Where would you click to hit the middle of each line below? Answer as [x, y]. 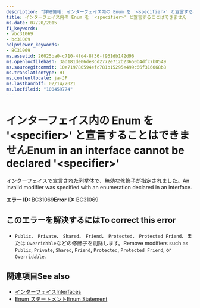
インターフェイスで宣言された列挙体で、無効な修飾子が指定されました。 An [98, 181]
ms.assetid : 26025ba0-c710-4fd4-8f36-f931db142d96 [70, 56]
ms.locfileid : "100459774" [40, 89]
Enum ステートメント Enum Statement [61, 299]
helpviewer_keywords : [33, 45]
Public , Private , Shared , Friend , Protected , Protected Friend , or [93, 250]
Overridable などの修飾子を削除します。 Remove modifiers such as [107, 243]
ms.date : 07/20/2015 [32, 23]
